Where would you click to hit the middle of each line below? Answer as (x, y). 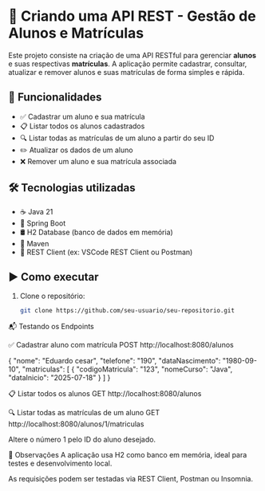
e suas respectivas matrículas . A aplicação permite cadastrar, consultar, (128, 64)
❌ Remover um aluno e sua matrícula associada (98, 161)
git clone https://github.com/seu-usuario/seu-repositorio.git (127, 311)
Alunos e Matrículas (76, 33)
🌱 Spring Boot (43, 223)
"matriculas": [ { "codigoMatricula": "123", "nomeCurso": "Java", (127, 369)
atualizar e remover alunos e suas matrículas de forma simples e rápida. (127, 72)
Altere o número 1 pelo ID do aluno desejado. (82, 440)
